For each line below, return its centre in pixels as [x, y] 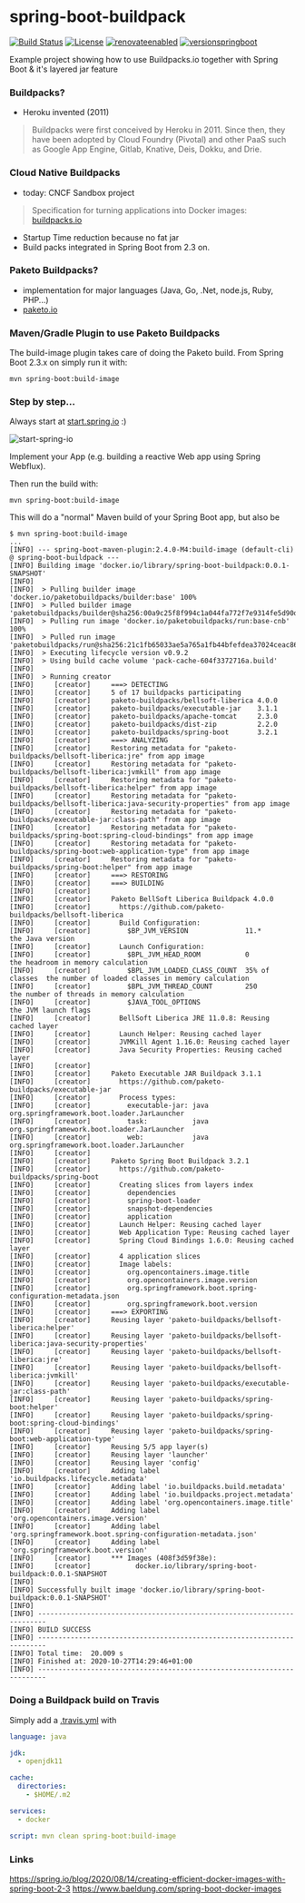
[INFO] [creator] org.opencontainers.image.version [133, 1280]
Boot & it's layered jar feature [64, 69]
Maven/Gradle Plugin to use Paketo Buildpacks [115, 333]
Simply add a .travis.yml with [63, 1720]
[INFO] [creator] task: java [109, 1122]
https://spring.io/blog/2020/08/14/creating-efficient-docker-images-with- [148, 1878]
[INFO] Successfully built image [73, 1590]
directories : [42, 1786]
